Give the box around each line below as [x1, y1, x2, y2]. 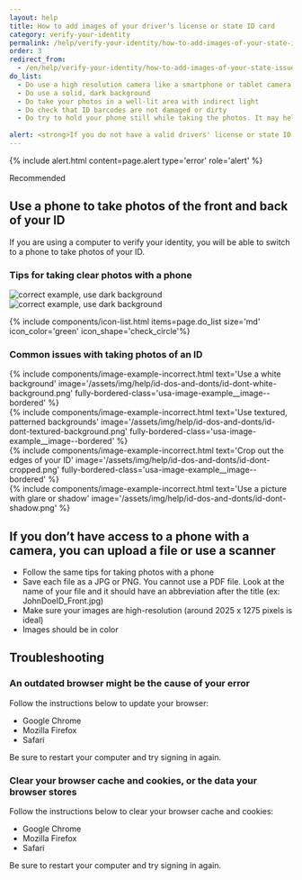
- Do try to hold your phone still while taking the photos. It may [17, 113, 280, 122]
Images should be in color [22, 624, 119, 635]
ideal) [22, 614, 44, 626]
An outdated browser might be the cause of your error [9, 677, 250, 690]
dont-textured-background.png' [9, 426, 128, 437]
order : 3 [9, 47, 42, 56]
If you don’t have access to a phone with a [9, 529, 250, 544]
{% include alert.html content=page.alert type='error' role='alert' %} [9, 155, 263, 166]
